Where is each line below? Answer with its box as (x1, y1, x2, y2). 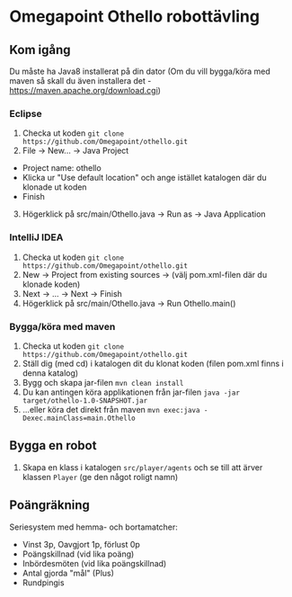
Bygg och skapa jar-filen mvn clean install (22, 377, 184, 388)
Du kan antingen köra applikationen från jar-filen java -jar (22, 387, 241, 397)
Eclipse (9, 107, 42, 120)
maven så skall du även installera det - (9, 76, 152, 86)
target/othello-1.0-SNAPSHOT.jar (22, 396, 148, 405)
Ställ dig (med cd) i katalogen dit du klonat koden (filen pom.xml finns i (22, 358, 285, 369)
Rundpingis (22, 577, 65, 588)
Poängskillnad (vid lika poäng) (22, 548, 135, 559)
